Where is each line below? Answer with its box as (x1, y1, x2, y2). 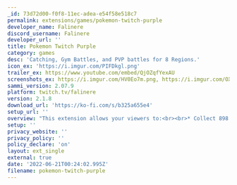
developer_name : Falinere (7, 23, 83, 30)
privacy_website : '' (7, 128, 68, 135)
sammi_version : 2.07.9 (7, 82, 74, 89)
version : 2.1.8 (7, 96, 52, 103)
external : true (7, 154, 52, 162)
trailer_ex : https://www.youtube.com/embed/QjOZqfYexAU (7, 69, 175, 76)
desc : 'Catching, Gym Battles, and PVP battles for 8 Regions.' (7, 56, 200, 63)
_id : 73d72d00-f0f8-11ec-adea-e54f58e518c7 (7, 10, 138, 18)
